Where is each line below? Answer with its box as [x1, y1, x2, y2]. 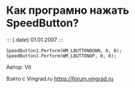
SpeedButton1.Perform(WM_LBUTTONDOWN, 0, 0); [6, 47, 122, 54]
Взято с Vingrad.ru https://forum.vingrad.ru [6, 75, 114, 82]
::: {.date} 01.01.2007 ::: [6, 36, 64, 43]
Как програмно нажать [6, 4, 130, 17]
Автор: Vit [6, 63, 32, 71]
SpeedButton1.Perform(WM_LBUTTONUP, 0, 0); [6, 53, 117, 59]
